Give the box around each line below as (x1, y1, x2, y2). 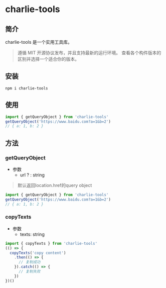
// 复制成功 (18, 260, 41, 265)
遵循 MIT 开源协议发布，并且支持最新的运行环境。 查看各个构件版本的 (17, 50, 161, 56)
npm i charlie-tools (5, 85, 49, 91)
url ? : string (20, 172, 45, 178)
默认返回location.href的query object (17, 182, 92, 188)
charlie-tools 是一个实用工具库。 (5, 39, 72, 45)
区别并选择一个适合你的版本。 (17, 56, 79, 62)
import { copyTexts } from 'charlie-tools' (5, 241, 98, 246)
